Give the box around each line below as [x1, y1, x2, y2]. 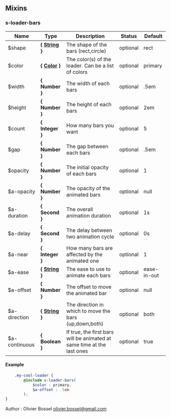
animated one [66, 257, 99, 264]
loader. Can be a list [66, 62, 114, 69]
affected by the [66, 251, 103, 258]
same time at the [66, 341, 106, 348]
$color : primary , [32, 382, 72, 388]
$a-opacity [8, 188, 36, 195]
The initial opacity [66, 164, 109, 171]
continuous [8, 341, 35, 348]
